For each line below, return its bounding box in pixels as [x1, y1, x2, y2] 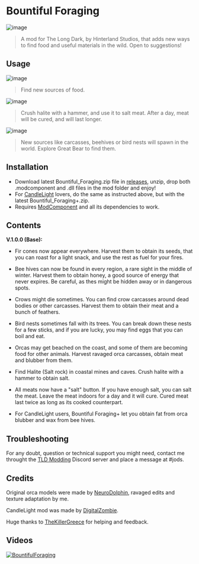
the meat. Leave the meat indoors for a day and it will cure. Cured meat [14, 392, 188, 399]
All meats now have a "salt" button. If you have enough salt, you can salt [14, 386, 192, 393]
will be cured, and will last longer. [20, 115, 102, 122]
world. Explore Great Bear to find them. [20, 144, 117, 152]
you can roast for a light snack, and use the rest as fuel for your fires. [14, 254, 184, 261]
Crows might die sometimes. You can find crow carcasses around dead [14, 296, 190, 303]
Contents [6, 220, 41, 230]
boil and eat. [14, 333, 46, 340]
